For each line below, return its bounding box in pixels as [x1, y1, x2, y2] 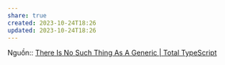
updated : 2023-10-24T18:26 [7, 26, 97, 34]
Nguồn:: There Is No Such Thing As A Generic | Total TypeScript [7, 48, 217, 58]
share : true [7, 11, 47, 20]
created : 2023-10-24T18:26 [7, 19, 97, 27]
